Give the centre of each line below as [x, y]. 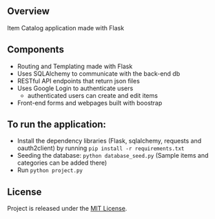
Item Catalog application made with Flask [66, 28]
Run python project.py [50, 170]
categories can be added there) [62, 163]
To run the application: [57, 124]
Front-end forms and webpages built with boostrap [90, 103]
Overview [29, 11]
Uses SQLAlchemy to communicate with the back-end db [99, 73]
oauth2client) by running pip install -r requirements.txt [101, 148]
